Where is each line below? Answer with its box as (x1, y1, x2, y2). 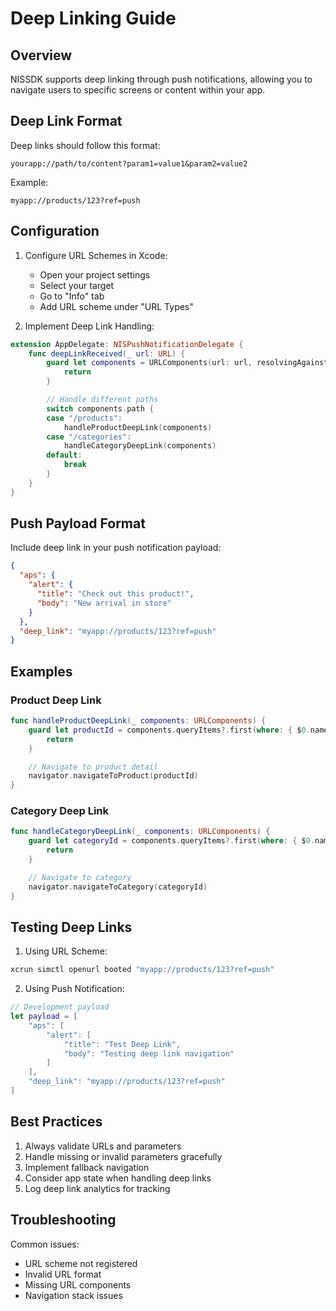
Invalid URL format (24, 1268, 102, 1280)
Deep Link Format (10, 113, 123, 130)
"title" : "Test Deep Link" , (63, 1039, 182, 1049)
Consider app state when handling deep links (24, 1172, 212, 1184)
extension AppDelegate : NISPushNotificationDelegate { (10, 339, 244, 349)
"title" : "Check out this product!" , (36, 589, 195, 599)
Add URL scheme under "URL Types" (39, 300, 194, 312)
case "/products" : (46, 413, 123, 423)
